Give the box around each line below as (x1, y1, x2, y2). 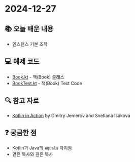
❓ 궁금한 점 (5, 129, 37, 137)
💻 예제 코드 (5, 57, 40, 66)
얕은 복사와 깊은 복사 (12, 151, 53, 157)
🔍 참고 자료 (5, 97, 39, 105)
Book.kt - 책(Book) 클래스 (12, 74, 64, 80)
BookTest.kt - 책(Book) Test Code (12, 80, 82, 86)
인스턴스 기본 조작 (12, 41, 48, 47)
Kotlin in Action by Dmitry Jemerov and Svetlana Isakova (12, 112, 130, 118)
